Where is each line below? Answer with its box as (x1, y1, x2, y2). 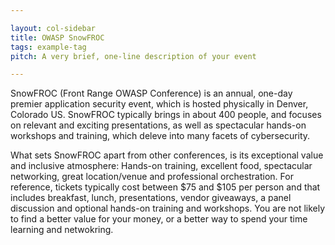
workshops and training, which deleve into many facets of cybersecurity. (10, 130, 311, 142)
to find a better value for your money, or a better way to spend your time (10, 213, 308, 225)
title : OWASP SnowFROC (10, 32, 105, 43)
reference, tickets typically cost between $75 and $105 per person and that (10, 181, 321, 193)
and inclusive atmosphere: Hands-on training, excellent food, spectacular (10, 160, 313, 172)
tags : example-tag (10, 42, 87, 52)
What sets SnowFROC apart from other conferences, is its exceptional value (10, 149, 324, 161)
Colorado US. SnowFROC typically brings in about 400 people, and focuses (10, 109, 322, 121)
